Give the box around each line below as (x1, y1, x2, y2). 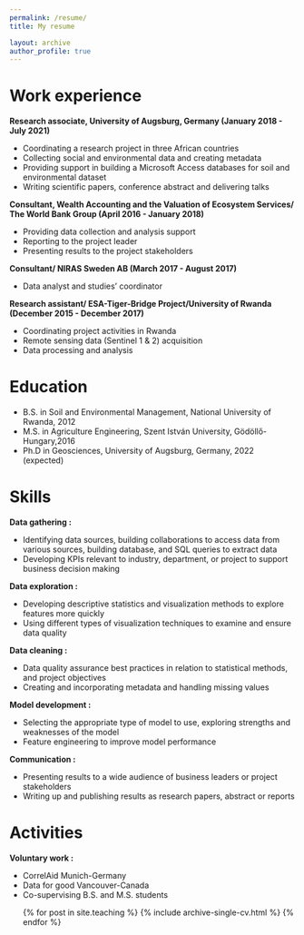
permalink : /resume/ (9, 13, 88, 23)
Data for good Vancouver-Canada (22, 880, 150, 891)
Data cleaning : (9, 645, 68, 656)
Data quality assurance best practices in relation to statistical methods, (22, 663, 289, 674)
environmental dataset (22, 172, 107, 182)
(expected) (22, 455, 64, 466)
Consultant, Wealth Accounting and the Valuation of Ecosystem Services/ (9, 199, 295, 210)
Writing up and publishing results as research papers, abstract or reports (22, 791, 295, 802)
